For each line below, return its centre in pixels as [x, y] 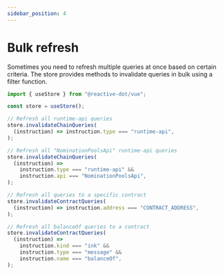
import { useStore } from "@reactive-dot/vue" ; [77, 94]
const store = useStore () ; [46, 106]
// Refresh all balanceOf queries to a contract [78, 227]
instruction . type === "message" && [71, 252]
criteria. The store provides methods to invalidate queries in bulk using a [110, 74]
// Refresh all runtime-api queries [60, 119]
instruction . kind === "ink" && [65, 246]
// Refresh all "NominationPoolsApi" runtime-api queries [92, 150]
